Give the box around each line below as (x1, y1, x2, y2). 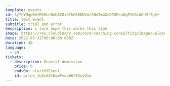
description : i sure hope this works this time (5, 26, 108, 31)
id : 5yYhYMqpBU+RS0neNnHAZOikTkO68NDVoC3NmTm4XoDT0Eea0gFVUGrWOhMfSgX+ (5, 12, 159, 17)
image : (5, 31, 19, 36)
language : (5, 45, 26, 50)
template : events (5, 7, 42, 13)
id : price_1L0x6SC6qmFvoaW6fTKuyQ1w (14, 73, 92, 78)
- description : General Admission (10, 59, 82, 64)
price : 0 (14, 64, 33, 69)
